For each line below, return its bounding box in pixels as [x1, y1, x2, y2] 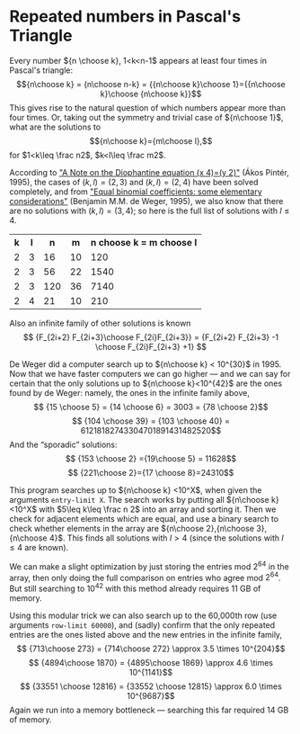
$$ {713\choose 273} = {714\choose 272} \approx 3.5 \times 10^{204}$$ [16, 643, 286, 654]
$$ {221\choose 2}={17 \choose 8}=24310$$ [67, 467, 234, 478]
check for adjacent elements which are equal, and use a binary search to [9, 513, 279, 524]
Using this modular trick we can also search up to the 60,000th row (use [9, 610, 278, 621]
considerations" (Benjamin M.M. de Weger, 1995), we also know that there [9, 195, 284, 206]
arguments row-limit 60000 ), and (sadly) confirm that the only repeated [9, 619, 276, 631]
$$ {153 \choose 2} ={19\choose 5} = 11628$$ [65, 452, 237, 464]
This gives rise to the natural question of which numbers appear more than [9, 102, 286, 113]
